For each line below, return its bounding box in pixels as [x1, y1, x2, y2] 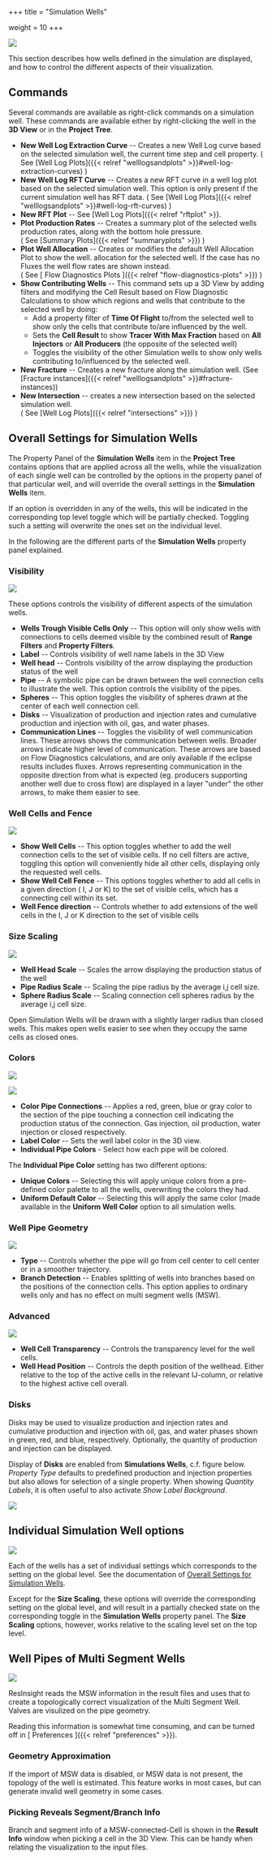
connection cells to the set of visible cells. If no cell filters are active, [19, 850, 249, 860]
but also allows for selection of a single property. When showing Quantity [8, 1476, 254, 1486]
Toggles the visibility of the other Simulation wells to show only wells [32, 347, 262, 357]
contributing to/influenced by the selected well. [32, 356, 191, 366]
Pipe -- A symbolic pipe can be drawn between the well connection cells [19, 674, 264, 685]
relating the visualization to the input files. [8, 1842, 149, 1852]
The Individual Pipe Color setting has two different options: [8, 1160, 208, 1169]
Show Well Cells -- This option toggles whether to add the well [19, 841, 231, 852]
